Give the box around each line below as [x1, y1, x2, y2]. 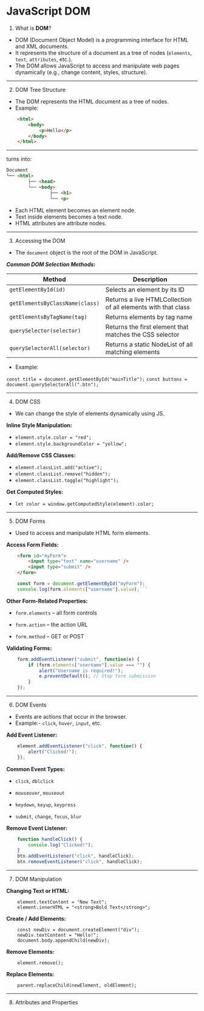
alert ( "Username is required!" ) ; [38, 668, 123, 674]
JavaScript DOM [6, 4, 91, 18]
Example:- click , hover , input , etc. [15, 719, 102, 727]
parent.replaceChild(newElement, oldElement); [17, 982, 137, 988]
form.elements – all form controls [15, 609, 97, 616]
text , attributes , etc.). [15, 55, 73, 63]
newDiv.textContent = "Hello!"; [17, 932, 99, 939]
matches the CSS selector [105, 330, 180, 338]
